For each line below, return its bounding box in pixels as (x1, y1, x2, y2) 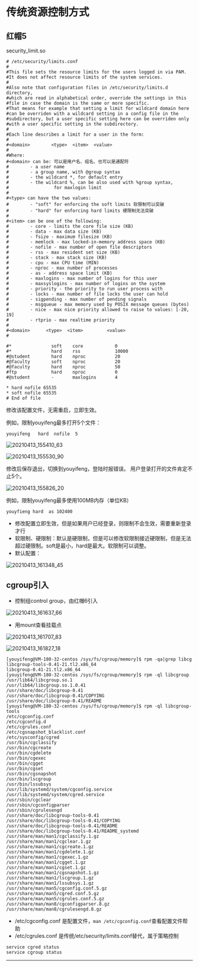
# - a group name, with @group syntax (6, 169, 120, 175)
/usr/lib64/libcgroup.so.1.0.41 (6, 682, 86, 688)
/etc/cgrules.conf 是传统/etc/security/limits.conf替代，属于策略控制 (14, 932, 179, 939)
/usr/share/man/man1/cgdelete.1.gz (6, 849, 94, 855)
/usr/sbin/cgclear (6, 797, 52, 803)
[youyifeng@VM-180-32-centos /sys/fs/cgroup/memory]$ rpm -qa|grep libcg (6, 656, 192, 662)
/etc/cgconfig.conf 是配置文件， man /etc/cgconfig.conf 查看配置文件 (14, 917, 183, 924)
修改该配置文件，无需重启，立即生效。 (6, 406, 99, 414)
